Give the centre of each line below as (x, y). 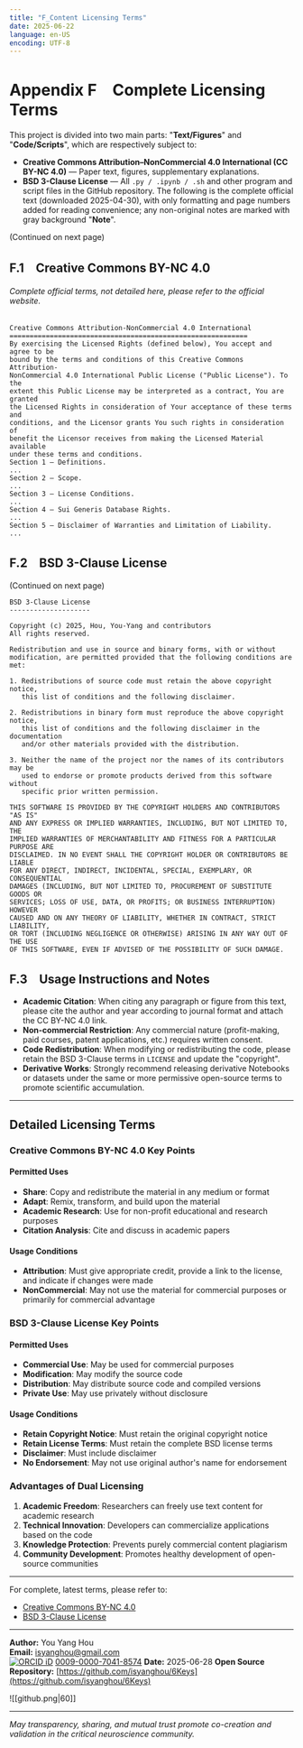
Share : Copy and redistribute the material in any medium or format (146, 1191)
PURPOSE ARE (32, 846)
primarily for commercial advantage (89, 1299)
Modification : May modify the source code (102, 1374)
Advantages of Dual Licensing (77, 1486)
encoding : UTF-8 (40, 43)
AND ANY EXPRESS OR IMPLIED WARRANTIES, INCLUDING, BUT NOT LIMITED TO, (149, 823)
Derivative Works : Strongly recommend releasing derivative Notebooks (156, 1068)
